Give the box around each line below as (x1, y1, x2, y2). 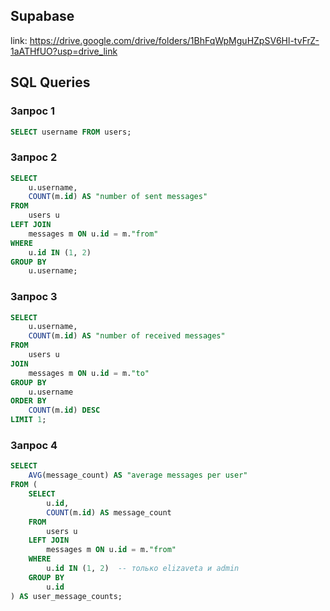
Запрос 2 (10, 150, 58, 164)
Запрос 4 (10, 439, 58, 453)
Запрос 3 (10, 290, 58, 304)
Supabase (10, 8, 75, 25)
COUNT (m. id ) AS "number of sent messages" (28, 192, 208, 202)
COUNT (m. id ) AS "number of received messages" (28, 331, 226, 341)
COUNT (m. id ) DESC (28, 405, 101, 416)
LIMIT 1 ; (10, 415, 47, 425)
